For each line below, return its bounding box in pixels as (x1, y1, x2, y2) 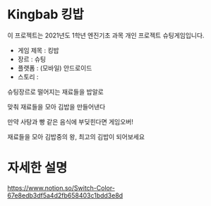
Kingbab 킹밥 (7, 6, 85, 23)
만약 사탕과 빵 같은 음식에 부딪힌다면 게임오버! (7, 117, 134, 126)
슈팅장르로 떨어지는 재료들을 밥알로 (7, 87, 104, 96)
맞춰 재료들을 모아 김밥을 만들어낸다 (7, 102, 106, 111)
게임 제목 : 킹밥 (17, 46, 59, 54)
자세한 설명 (7, 160, 68, 176)
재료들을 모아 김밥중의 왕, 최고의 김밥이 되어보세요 (7, 132, 145, 141)
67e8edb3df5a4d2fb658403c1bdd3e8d (7, 191, 123, 200)
